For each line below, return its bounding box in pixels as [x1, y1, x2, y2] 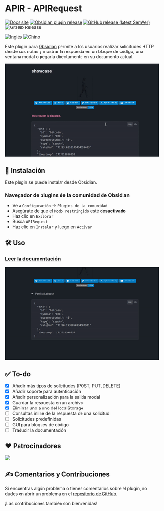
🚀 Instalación [5, 166, 45, 175]
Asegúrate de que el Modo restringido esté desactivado [12, 208, 126, 214]
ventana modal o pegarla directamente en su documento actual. [5, 53, 134, 59]
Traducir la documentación [12, 427, 67, 433]
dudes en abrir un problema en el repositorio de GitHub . [5, 491, 118, 497]
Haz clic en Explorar [12, 213, 54, 219]
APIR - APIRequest [5, 3, 82, 14]
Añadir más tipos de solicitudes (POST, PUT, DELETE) [12, 383, 121, 389]
